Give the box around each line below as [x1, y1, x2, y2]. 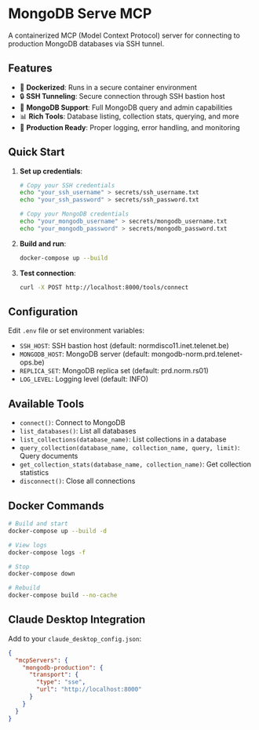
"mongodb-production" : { [22, 663, 104, 671]
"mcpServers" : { [15, 656, 68, 664]
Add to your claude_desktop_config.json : [8, 634, 142, 643]
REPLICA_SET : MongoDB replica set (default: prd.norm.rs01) [19, 366, 210, 376]
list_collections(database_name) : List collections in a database [19, 434, 227, 444]
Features [8, 62, 53, 75]
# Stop [8, 562, 30, 571]
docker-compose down [8, 570, 76, 578]
